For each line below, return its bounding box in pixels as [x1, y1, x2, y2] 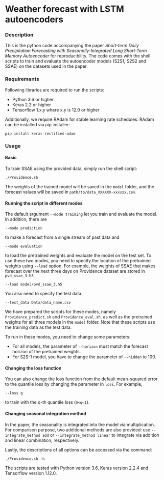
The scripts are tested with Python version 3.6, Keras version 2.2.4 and [5, 465, 148, 471]
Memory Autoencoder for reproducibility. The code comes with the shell [5, 53, 151, 59]
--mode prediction [5, 226, 43, 231]
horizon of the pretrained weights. [12, 349, 81, 355]
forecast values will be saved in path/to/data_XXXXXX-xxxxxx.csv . [5, 189, 137, 195]
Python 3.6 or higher [12, 96, 54, 102]
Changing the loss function [5, 365, 62, 371]
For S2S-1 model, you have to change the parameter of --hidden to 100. [12, 354, 157, 360]
